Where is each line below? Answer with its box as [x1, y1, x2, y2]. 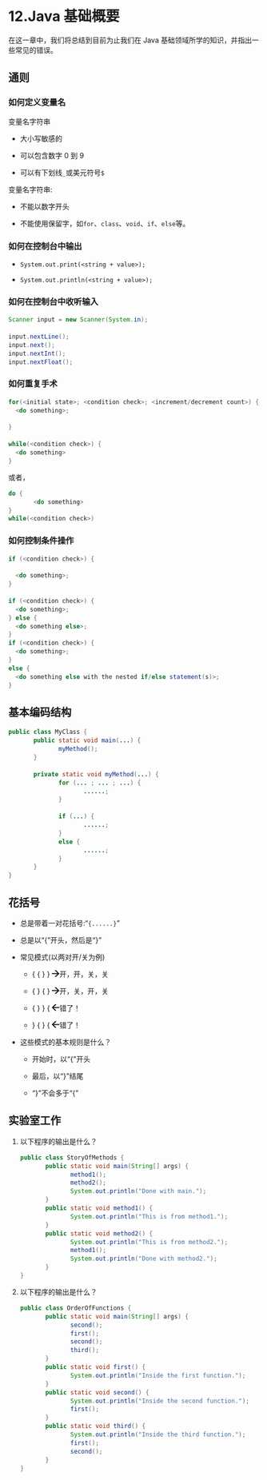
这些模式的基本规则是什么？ [19, 1037, 112, 1047]
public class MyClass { [8, 728, 88, 736]
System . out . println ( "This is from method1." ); [70, 1212, 229, 1220]
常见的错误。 [14, 45, 58, 54]
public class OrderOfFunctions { [19, 1304, 132, 1312]
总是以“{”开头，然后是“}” [19, 935, 102, 944]
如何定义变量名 [8, 97, 66, 108]
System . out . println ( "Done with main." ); [70, 1187, 207, 1195]
